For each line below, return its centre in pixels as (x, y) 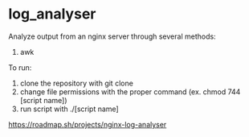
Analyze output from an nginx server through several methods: (112, 36)
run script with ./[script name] (69, 109)
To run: (20, 67)
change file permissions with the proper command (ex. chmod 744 (130, 91)
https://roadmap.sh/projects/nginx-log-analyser (88, 124)
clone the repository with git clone (77, 83)
